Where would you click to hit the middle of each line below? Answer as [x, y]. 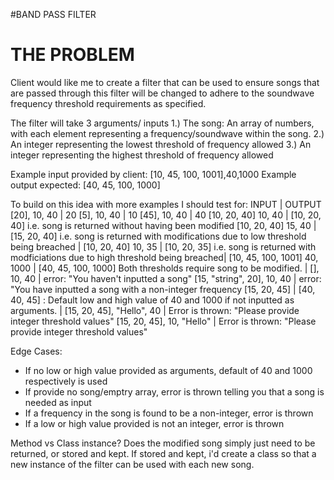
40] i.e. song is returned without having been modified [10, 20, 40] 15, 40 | [163, 225]
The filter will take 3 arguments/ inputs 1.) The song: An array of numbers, [162, 123]
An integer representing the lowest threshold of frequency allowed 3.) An [161, 144]
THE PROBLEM [72, 55]
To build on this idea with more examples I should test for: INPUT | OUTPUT [166, 204]
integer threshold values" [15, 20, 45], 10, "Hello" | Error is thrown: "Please [163, 321]
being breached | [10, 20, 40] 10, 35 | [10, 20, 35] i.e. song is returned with [163, 246]
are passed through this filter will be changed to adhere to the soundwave [162, 93]
